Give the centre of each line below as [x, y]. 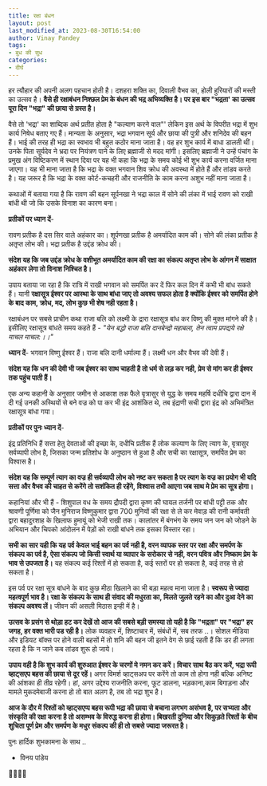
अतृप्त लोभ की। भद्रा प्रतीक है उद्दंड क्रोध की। [65, 243]
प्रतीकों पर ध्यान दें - [31, 219]
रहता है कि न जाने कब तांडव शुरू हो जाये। [61, 649]
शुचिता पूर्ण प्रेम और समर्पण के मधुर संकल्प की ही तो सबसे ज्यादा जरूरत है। [98, 725]
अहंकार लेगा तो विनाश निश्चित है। [50, 269]
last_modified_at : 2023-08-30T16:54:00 [75, 30]
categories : [28, 61]
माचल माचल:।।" [31, 337]
